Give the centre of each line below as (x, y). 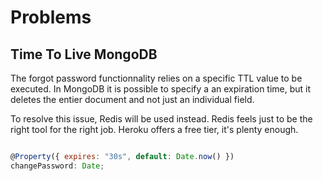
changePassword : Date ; (57, 166)
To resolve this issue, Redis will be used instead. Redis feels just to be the (161, 119)
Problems (51, 17)
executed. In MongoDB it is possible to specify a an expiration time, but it (161, 89)
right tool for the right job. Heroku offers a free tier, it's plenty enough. (154, 129)
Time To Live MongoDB (84, 54)
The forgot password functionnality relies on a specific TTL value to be (156, 78)
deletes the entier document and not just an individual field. (132, 99)
